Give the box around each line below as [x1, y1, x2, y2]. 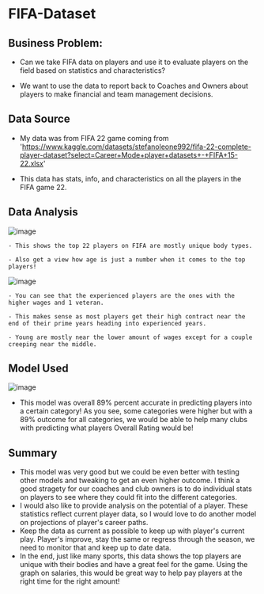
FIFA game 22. [19, 182, 67, 192]
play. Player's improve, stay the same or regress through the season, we [19, 535, 255, 544]
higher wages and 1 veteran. [8, 299, 104, 307]
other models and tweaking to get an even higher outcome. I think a [19, 476, 240, 485]
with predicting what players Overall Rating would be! [19, 423, 194, 432]
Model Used [8, 362, 69, 375]
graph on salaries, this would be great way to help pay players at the [19, 568, 243, 578]
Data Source [8, 112, 70, 126]
